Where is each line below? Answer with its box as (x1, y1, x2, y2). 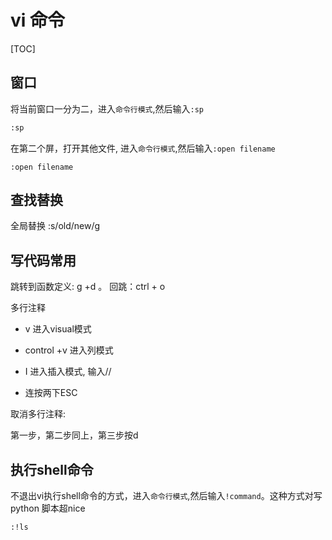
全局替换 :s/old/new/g (10, 220, 101, 232)
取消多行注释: (10, 408, 67, 420)
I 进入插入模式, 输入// (24, 366, 112, 378)
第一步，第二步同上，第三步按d (10, 429, 139, 441)
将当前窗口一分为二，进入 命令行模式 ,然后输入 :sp (10, 102, 204, 115)
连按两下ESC (24, 387, 78, 399)
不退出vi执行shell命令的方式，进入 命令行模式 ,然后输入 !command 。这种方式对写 (10, 490, 323, 502)
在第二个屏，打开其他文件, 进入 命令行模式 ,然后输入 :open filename (10, 142, 276, 154)
